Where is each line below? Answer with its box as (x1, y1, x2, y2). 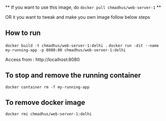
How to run (5, 29, 41, 37)
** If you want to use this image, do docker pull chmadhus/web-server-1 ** (5, 5, 161, 10)
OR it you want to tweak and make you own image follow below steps (5, 14, 150, 20)
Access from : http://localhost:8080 (5, 56, 80, 62)
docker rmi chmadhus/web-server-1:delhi (5, 111, 92, 117)
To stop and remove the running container (5, 71, 141, 80)
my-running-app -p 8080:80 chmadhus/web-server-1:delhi (5, 48, 126, 53)
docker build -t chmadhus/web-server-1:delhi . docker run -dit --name (5, 43, 159, 48)
